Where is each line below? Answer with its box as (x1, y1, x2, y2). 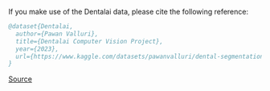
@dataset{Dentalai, (8, 23, 74, 31)
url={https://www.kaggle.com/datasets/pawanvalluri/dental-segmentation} (15, 52, 268, 60)
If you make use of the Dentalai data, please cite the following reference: (8, 7, 249, 16)
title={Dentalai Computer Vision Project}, (15, 37, 163, 45)
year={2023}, (15, 44, 59, 53)
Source (8, 74, 32, 84)
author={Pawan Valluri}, (15, 30, 99, 38)
